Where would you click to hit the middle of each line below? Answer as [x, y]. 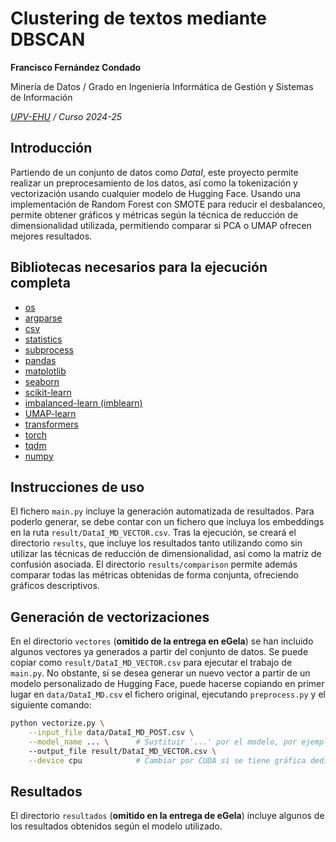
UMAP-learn [50, 413]
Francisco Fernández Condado [76, 67]
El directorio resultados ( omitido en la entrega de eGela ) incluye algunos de [167, 816]
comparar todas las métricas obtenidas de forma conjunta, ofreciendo [154, 575]
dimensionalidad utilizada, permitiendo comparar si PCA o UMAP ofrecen [161, 225]
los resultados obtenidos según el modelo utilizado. [116, 826]
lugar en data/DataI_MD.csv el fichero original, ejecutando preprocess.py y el [168, 694]
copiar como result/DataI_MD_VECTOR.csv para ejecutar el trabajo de [151, 663]
